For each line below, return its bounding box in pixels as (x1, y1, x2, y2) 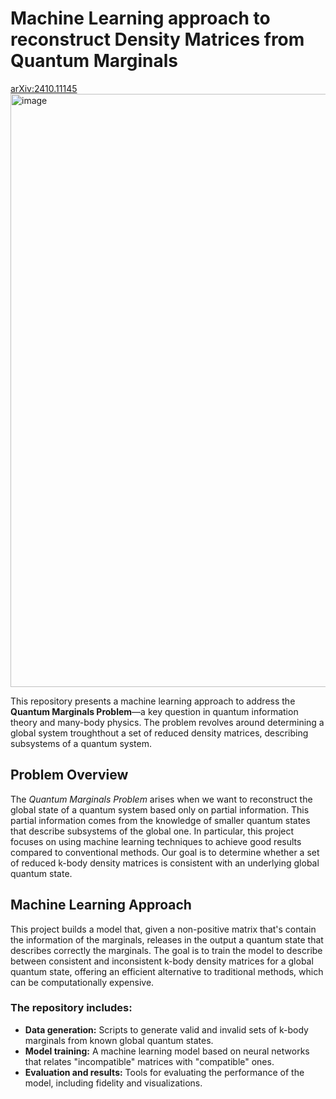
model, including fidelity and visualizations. (24, 1077, 203, 1089)
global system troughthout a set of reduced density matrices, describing (10, 727, 309, 739)
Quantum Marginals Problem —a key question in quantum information (10, 705, 299, 717)
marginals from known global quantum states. (24, 1034, 214, 1046)
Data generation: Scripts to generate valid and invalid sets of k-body (24, 1023, 309, 1036)
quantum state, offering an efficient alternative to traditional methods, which (10, 965, 324, 977)
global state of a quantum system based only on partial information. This (10, 803, 310, 816)
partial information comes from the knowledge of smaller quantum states (10, 814, 311, 826)
